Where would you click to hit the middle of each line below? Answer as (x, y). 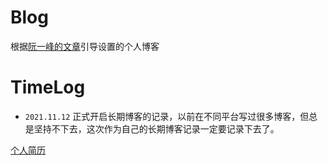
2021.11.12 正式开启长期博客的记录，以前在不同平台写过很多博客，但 (167, 116)
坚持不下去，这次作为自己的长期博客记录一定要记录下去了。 (156, 128)
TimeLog (48, 87)
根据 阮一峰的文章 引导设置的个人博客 (85, 46)
